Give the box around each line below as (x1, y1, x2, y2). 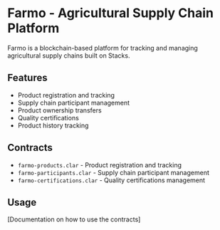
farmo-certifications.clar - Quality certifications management (17, 176, 205, 184)
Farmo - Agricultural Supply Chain (7, 5, 214, 21)
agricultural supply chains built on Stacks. (7, 51, 130, 60)
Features (7, 72, 48, 84)
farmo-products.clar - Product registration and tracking (17, 160, 182, 169)
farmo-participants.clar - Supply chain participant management (17, 168, 210, 177)
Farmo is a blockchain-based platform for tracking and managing (7, 43, 198, 52)
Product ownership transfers (17, 105, 102, 115)
